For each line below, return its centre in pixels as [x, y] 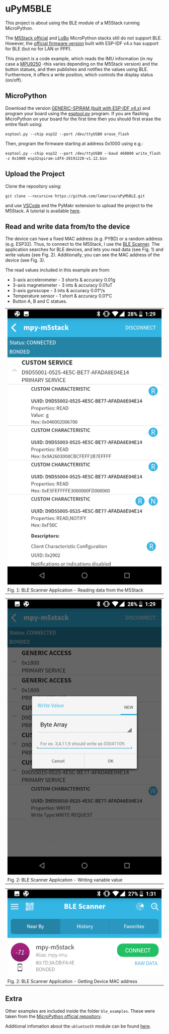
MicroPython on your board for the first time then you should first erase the [83, 119]
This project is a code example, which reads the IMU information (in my [79, 58]
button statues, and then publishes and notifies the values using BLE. [77, 69]
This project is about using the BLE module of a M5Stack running [72, 23]
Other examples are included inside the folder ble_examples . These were [80, 1011]
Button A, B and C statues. [40, 301]
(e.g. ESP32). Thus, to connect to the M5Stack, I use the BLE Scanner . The [82, 244]
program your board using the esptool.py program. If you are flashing [77, 113]
